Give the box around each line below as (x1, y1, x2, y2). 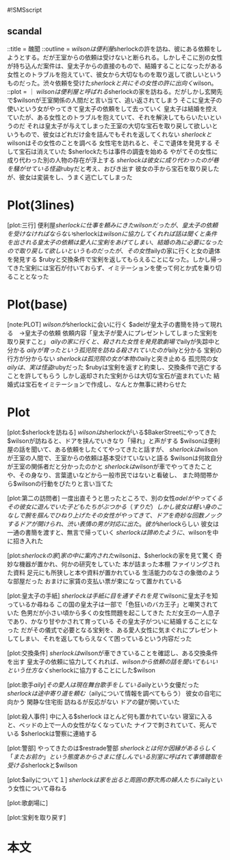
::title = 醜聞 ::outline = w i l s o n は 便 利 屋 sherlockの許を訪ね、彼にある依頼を (7, 45, 217, 53)
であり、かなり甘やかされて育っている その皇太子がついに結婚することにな (7, 617, 218, 625)
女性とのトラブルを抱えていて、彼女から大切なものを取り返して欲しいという (7, 70, 222, 78)
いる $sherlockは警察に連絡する (7, 729, 97, 737)
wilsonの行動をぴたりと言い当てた (16, 479, 114, 488)
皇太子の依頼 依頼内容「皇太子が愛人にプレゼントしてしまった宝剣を (25, 329, 218, 337)
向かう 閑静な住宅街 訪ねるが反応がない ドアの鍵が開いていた (7, 698, 180, 706)
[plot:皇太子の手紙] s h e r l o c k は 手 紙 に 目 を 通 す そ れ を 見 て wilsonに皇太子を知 (7, 592, 218, 600)
